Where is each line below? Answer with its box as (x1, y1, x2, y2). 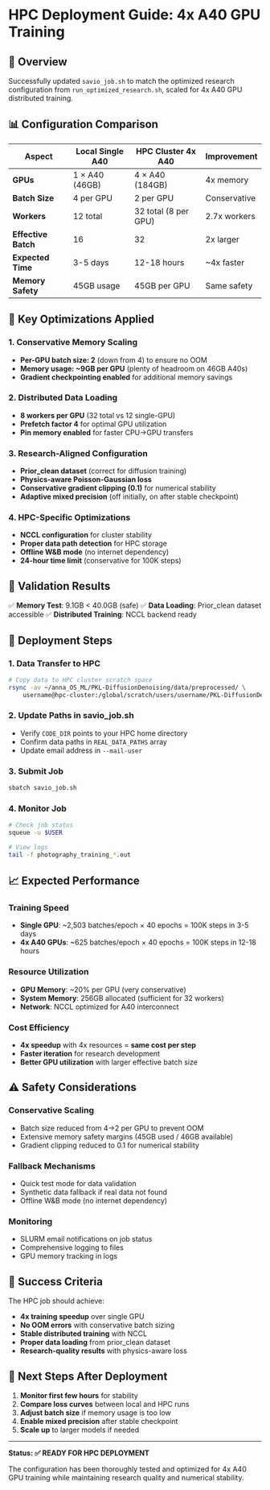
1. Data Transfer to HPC (8, 658, 101, 669)
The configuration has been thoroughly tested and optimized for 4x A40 (8, 1464, 247, 1474)
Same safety (205, 280, 253, 291)
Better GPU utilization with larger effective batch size (19, 1057, 198, 1067)
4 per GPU (72, 192, 112, 203)
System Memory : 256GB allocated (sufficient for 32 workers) (19, 993, 225, 1002)
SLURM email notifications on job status (19, 1235, 153, 1244)
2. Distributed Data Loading (8, 392, 118, 404)
